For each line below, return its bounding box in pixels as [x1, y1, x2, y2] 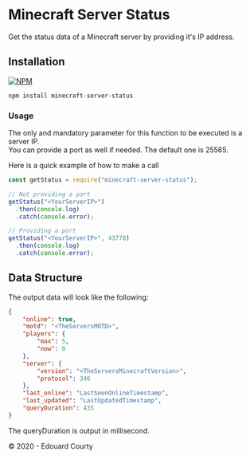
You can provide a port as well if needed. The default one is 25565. [8, 145, 229, 155]
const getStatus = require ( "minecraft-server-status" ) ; [8, 176, 197, 184]
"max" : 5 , [37, 337, 69, 346]
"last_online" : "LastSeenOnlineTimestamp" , [22, 389, 170, 398]
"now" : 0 [37, 345, 66, 353]
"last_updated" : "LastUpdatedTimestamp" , [22, 397, 162, 405]
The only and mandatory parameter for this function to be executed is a [8, 128, 243, 138]
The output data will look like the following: [8, 292, 149, 302]
